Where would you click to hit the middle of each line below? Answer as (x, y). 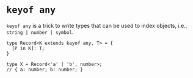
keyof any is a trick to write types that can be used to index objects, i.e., (97, 25)
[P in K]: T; (28, 48)
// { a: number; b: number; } (45, 70)
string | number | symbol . (40, 32)
